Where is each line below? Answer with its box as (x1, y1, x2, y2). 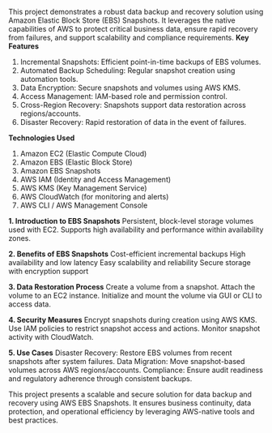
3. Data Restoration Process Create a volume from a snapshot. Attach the (8, 282, 256, 291)
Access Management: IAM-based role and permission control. (19, 92, 228, 101)
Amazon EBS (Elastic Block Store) (19, 157, 133, 167)
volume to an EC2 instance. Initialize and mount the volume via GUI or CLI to (8, 291, 262, 300)
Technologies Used (8, 133, 75, 143)
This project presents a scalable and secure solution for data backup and (8, 389, 253, 399)
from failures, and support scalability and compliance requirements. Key (8, 32, 249, 42)
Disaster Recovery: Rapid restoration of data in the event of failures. (19, 118, 247, 126)
